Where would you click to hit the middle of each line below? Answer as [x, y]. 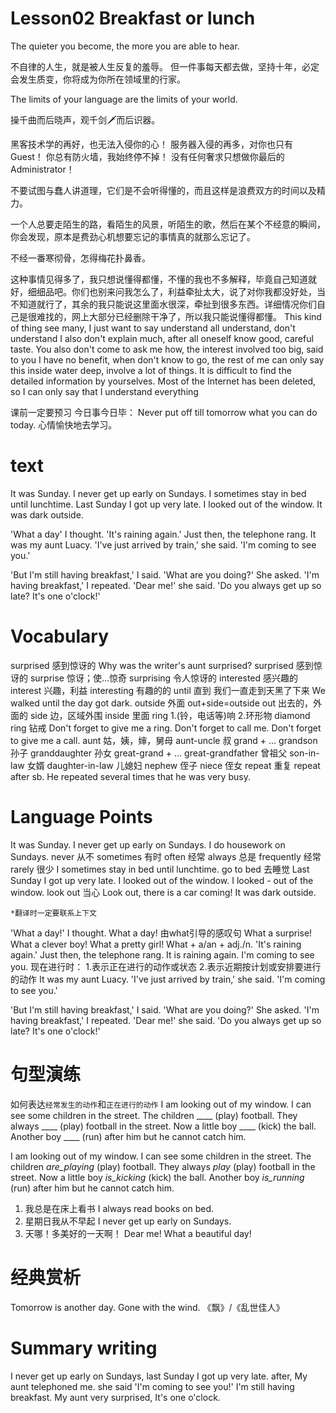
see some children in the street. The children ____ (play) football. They [154, 1115]
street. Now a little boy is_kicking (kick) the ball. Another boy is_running [157, 1177]
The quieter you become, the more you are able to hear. [125, 46]
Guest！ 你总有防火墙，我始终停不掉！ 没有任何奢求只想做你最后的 [147, 156]
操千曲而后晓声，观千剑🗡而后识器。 [85, 119]
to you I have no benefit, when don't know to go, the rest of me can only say [167, 359]
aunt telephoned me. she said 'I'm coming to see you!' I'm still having [152, 1386]
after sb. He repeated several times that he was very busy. [130, 776]
